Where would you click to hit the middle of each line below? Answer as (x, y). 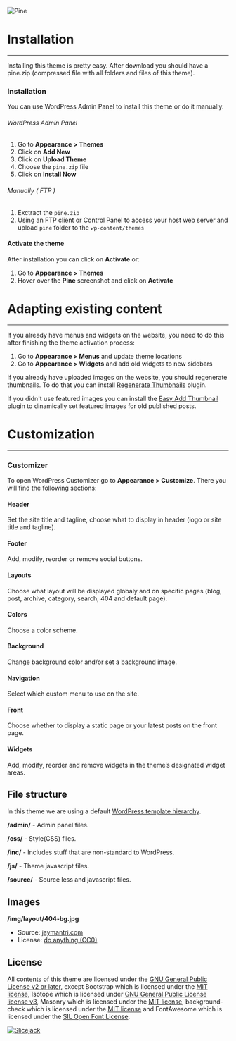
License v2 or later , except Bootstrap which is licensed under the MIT (108, 987)
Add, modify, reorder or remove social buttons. (75, 559)
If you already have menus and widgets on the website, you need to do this (116, 335)
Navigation (24, 678)
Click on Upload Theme (52, 159)
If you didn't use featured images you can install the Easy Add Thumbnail (113, 398)
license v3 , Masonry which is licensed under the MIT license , (96, 1002)
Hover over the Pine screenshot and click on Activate (95, 280)
